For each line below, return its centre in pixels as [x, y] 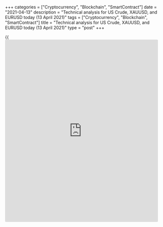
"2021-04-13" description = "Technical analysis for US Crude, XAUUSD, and [81, 12]
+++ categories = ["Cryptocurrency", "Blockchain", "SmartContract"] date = [81, 7]
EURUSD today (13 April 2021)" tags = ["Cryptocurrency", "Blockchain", [76, 17]
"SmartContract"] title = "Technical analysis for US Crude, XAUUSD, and [77, 22]
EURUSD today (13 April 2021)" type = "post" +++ [55, 28]
